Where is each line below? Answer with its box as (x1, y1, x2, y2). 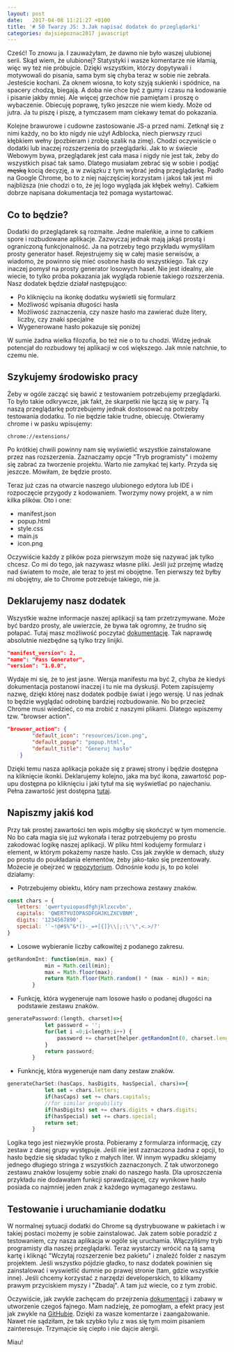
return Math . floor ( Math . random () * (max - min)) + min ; (44, 975, 210, 982)
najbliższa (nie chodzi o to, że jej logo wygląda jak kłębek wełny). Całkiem (7, 181, 219, 189)
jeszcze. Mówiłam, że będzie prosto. (7, 467, 112, 476)
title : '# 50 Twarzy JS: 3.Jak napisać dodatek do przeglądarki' (7, 23, 201, 30)
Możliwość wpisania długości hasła (17, 300, 118, 309)
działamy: (7, 870, 35, 878)
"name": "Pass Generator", (7, 656, 86, 663)
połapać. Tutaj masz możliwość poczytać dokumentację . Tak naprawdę (7, 628, 212, 637)
